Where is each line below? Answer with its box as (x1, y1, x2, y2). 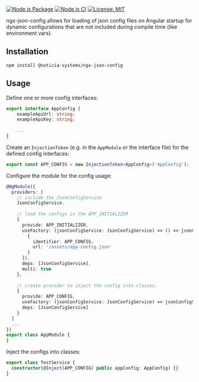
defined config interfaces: (6, 150, 70, 157)
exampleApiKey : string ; (17, 116, 76, 122)
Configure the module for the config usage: (6, 172, 112, 179)
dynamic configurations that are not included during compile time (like (6, 24, 178, 30)
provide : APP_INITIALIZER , (21, 222, 89, 228)
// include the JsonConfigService (17, 195, 102, 200)
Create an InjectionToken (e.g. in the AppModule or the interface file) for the (6, 144, 189, 151)
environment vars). (6, 30, 52, 37)
